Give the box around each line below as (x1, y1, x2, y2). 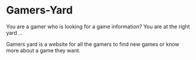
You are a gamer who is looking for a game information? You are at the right (6, 23, 190, 30)
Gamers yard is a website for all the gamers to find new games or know (6, 41, 179, 48)
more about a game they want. (6, 46, 81, 54)
